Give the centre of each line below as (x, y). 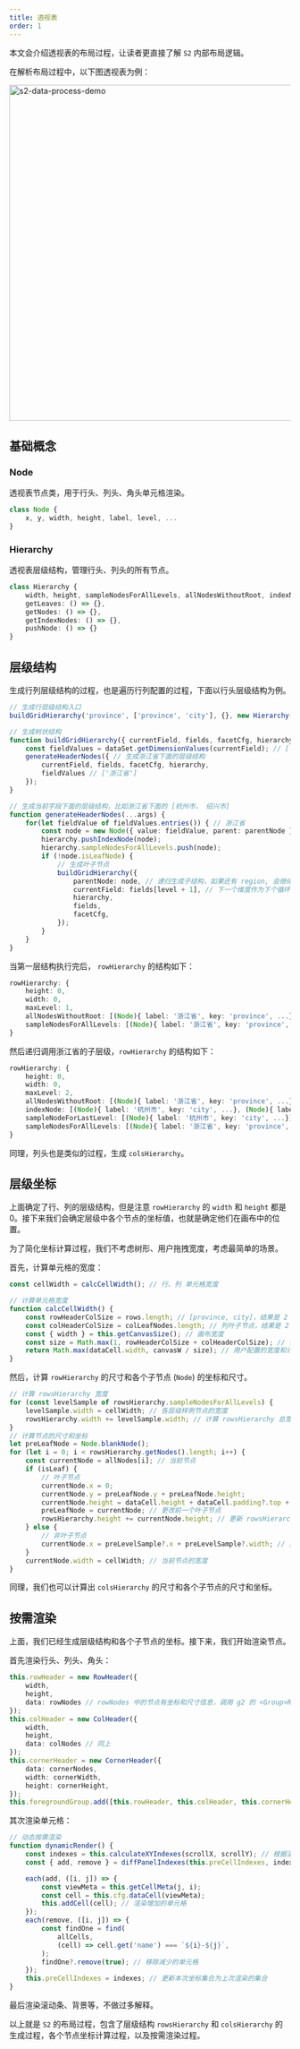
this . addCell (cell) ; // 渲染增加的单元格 (114, 1904)
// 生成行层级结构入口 (46, 707)
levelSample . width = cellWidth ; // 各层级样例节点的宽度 (127, 1410)
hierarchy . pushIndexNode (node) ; (102, 840)
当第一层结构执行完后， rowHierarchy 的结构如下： (102, 966)
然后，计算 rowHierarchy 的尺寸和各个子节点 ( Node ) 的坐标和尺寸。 (131, 1377)
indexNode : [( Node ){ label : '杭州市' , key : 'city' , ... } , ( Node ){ (150, 1110)
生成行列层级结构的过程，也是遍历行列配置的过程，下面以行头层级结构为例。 (150, 690)
